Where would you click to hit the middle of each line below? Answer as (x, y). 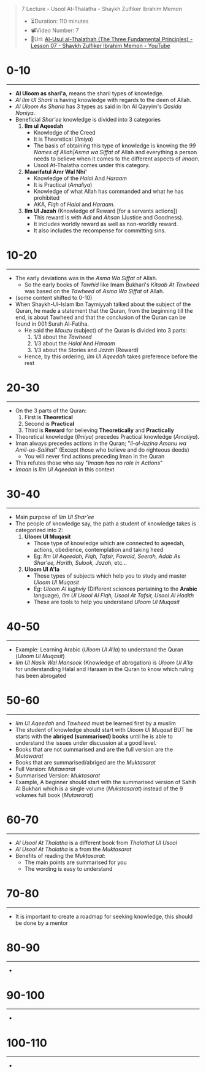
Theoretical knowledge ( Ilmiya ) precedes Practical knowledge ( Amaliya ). (107, 436)
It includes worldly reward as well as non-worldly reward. (106, 224)
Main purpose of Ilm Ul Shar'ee (55, 517)
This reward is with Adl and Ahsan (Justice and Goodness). (109, 217)
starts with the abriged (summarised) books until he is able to (94, 736)
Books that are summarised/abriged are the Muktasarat (86, 762)
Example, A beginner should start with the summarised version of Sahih (105, 782)
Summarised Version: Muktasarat (57, 775)
